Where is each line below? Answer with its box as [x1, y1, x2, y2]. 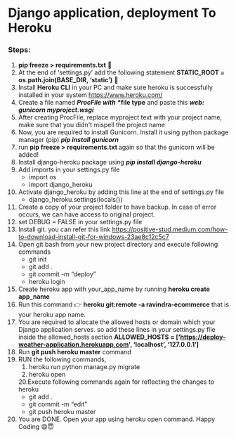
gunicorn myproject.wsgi [18, 105, 94, 114]
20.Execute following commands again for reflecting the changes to [18, 378, 215, 386]
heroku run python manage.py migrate [28, 363, 140, 371]
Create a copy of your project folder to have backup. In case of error [18, 202, 217, 212]
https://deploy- [179, 333, 226, 342]
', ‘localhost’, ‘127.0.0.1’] [128, 340, 199, 349]
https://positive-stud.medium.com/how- [112, 225, 228, 233]
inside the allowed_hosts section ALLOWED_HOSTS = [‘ [18, 333, 181, 342]
